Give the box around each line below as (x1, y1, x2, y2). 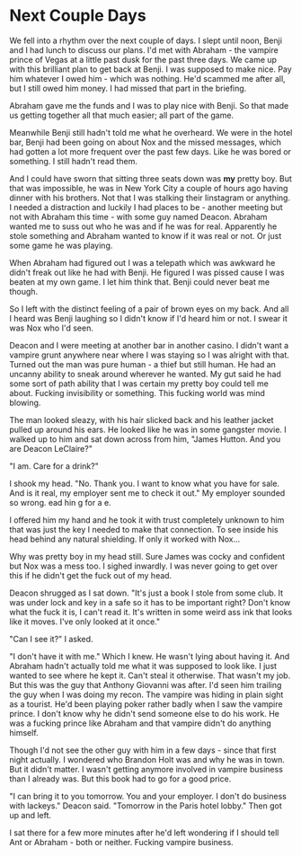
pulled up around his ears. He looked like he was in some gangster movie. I (9, 424, 288, 435)
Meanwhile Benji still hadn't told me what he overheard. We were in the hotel (9, 127, 293, 137)
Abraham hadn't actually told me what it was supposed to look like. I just (9, 660, 277, 671)
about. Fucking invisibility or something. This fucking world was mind (9, 387, 265, 398)
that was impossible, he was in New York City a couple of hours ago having (9, 182, 288, 193)
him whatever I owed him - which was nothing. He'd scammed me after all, (9, 73, 286, 84)
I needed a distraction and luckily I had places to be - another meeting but (9, 201, 283, 212)
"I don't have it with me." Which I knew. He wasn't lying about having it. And (9, 650, 290, 661)
